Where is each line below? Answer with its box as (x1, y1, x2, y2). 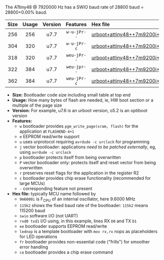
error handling (19, 244, 48, 250)
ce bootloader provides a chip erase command (19, 249, 113, 255)
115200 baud (19, 208, 45, 213)
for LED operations (19, 234, 58, 239)
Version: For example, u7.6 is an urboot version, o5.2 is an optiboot (12, 108, 148, 113)
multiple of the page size (12, 102, 62, 108)
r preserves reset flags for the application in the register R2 (19, 170, 139, 176)
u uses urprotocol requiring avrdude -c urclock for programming (19, 139, 150, 144)
